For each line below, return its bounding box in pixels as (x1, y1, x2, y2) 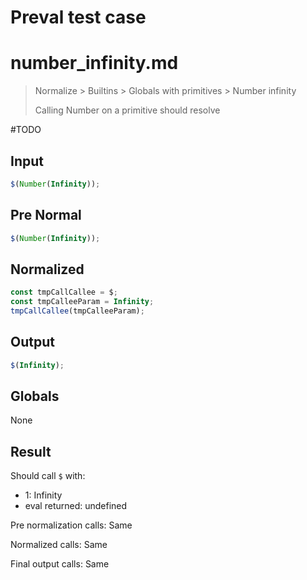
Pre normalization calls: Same (10, 519, 133, 531)
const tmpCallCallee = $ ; (10, 287, 118, 298)
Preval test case (10, 6, 147, 29)
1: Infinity (24, 489, 63, 501)
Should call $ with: (10, 470, 86, 482)
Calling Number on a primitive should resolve (34, 104, 221, 116)
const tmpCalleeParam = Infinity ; (10, 297, 155, 307)
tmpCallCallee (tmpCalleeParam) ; (10, 306, 145, 316)
